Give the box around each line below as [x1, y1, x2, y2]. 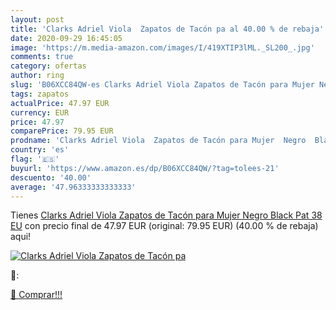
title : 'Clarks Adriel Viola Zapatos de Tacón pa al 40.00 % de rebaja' [10, 24, 325, 34]
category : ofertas [10, 61, 87, 71]
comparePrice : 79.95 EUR [10, 126, 114, 136]
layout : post [10, 14, 65, 25]
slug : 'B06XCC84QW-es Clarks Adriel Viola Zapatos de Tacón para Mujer [10, 80, 315, 90]
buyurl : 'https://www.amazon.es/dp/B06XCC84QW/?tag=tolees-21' [10, 163, 280, 173]
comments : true [10, 52, 74, 62]
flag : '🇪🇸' [10, 154, 60, 164]
